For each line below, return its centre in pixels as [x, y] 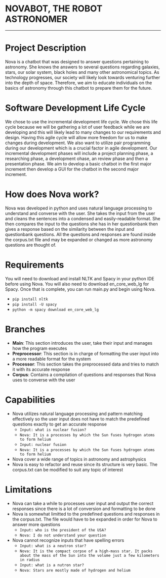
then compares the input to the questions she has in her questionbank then [82, 224]
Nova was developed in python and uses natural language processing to [79, 208]
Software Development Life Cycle [75, 108]
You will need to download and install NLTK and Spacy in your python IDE [80, 278]
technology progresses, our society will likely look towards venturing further [83, 77]
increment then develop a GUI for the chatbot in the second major [72, 169]
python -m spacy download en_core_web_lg [55, 310]
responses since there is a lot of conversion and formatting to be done [84, 509]
